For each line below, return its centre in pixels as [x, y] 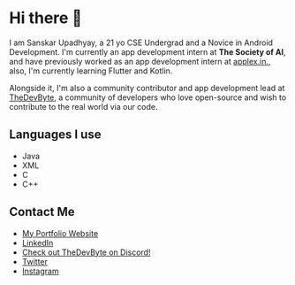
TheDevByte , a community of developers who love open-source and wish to [148, 97]
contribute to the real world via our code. [83, 106]
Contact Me [42, 212]
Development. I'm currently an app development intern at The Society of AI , [147, 51]
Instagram [40, 271]
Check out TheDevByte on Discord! [86, 252]
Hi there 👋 [45, 18]
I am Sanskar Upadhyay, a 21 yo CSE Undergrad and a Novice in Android [141, 42]
